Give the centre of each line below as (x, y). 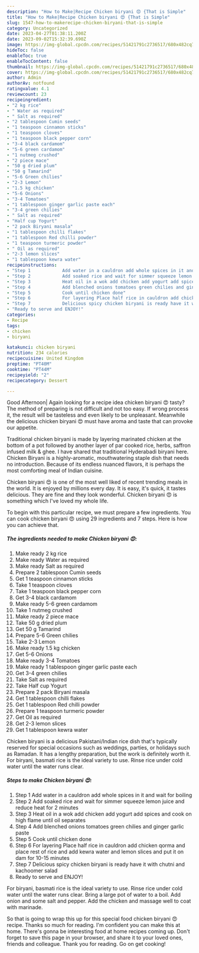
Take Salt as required (41, 680)
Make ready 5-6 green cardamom (56, 604)
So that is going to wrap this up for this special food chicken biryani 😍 (92, 919)
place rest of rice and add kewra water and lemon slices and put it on (99, 852)
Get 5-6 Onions (34, 654)
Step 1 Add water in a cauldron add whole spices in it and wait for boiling (104, 795)
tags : (13, 326)
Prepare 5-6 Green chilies (47, 635)
